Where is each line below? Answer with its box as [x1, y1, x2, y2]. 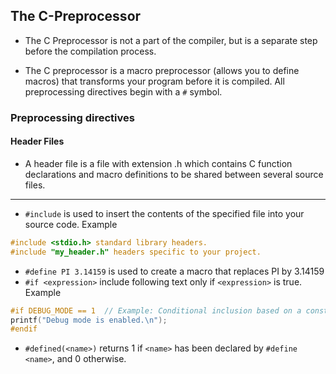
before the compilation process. [24, 45, 157, 57]
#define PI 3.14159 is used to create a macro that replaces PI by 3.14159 [24, 265, 325, 277]
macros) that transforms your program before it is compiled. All [24, 75, 285, 87]
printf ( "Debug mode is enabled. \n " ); [10, 315, 168, 325]
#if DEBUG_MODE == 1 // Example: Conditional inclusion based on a [10, 305, 302, 316]
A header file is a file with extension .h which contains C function [24, 157, 293, 169]
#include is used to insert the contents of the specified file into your [24, 207, 305, 219]
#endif [10, 324, 38, 334]
